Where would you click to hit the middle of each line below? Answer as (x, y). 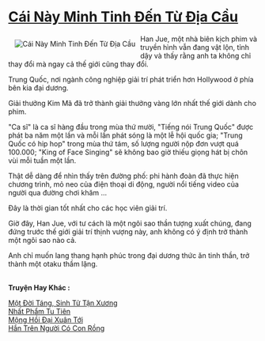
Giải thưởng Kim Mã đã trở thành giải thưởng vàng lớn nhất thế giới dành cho (132, 103)
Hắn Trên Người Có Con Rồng (57, 328)
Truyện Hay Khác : (39, 287)
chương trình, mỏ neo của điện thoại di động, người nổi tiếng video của (124, 184)
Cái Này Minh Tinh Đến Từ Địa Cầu (123, 17)
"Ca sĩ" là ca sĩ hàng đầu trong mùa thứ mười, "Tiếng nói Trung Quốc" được (131, 127)
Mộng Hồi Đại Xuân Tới (46, 320)
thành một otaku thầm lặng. (53, 263)
